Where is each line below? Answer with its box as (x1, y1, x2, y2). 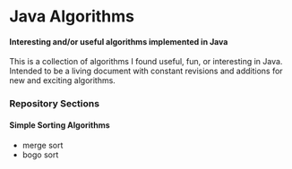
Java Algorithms (9, 6, 135, 27)
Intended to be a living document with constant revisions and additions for (9, 65, 284, 77)
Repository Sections (9, 97, 100, 110)
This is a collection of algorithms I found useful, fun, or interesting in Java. (9, 56, 283, 67)
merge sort (21, 139, 64, 150)
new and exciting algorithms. (9, 75, 116, 86)
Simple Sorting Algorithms (9, 119, 110, 131)
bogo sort (21, 149, 59, 160)
